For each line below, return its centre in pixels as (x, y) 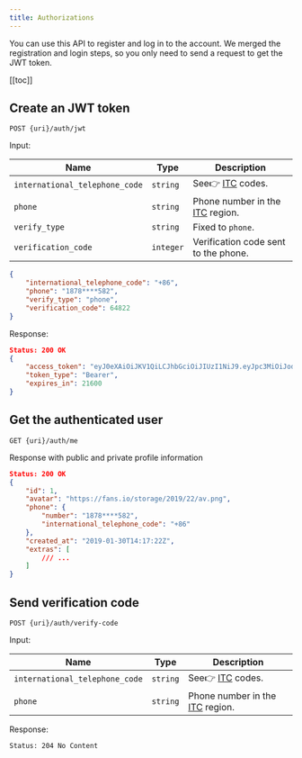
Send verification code (74, 603)
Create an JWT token (70, 108)
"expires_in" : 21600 (64, 384)
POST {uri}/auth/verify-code (64, 623)
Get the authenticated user (86, 420)
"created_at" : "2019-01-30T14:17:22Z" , (100, 541)
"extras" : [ (48, 549)
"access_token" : (56, 367)
